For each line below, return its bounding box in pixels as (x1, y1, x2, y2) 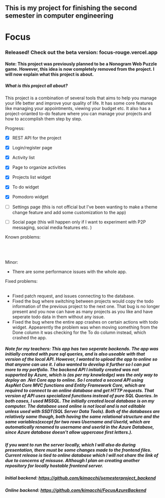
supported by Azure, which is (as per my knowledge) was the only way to (5, 372, 158, 378)
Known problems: (5, 234, 41, 240)
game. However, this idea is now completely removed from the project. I (5, 66, 155, 72)
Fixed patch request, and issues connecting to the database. (12, 293, 135, 299)
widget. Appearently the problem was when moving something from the (12, 324, 158, 330)
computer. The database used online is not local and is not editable (5, 403, 146, 409)
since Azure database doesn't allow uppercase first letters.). (5, 429, 133, 435)
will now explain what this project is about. (5, 71, 94, 78)
